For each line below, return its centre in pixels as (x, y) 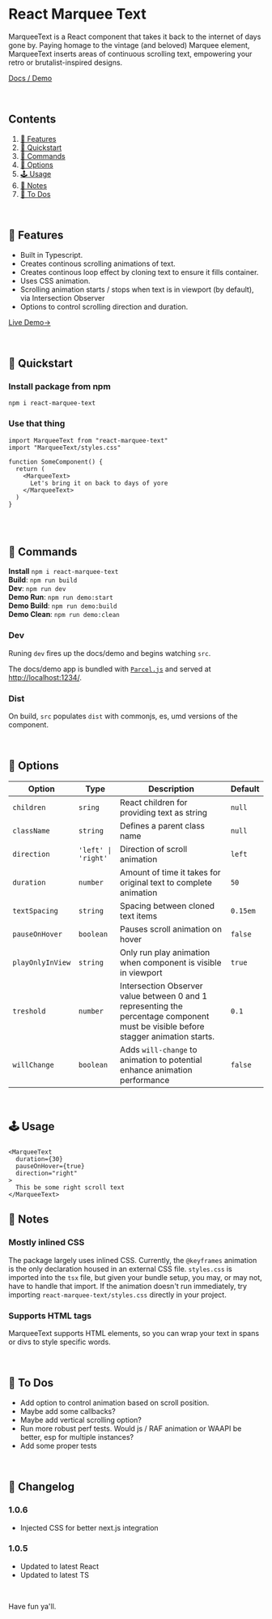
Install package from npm (59, 386)
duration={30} (39, 1159)
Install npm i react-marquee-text (64, 572)
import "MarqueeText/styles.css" (65, 448)
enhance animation (156, 1069)
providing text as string (164, 812)
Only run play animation (165, 952)
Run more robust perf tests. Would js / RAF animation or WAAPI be (131, 1428)
